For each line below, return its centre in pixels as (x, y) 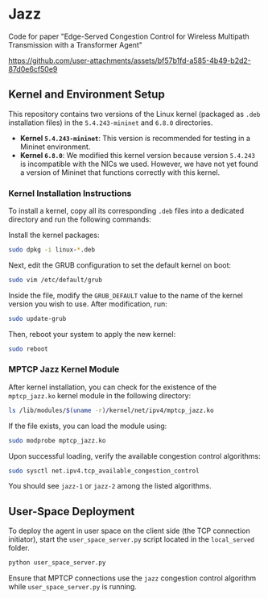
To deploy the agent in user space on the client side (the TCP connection (130, 531)
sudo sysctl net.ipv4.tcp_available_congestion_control (104, 471)
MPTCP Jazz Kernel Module (64, 369)
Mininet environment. (55, 147)
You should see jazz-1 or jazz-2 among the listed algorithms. (110, 486)
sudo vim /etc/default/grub (56, 280)
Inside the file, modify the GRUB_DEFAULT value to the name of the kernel (126, 295)
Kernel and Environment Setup (87, 95)
